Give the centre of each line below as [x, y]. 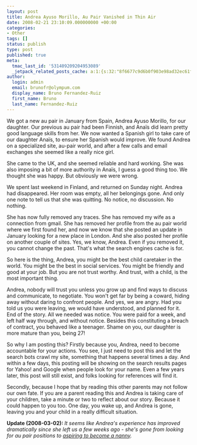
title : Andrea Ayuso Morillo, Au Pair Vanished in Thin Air [82, 17]
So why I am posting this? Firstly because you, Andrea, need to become [93, 344]
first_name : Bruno [34, 98]
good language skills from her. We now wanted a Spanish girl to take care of [98, 133]
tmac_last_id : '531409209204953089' [56, 66]
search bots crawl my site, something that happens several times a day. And [98, 357]
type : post [20, 50]
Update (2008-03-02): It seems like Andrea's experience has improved [94, 423]
